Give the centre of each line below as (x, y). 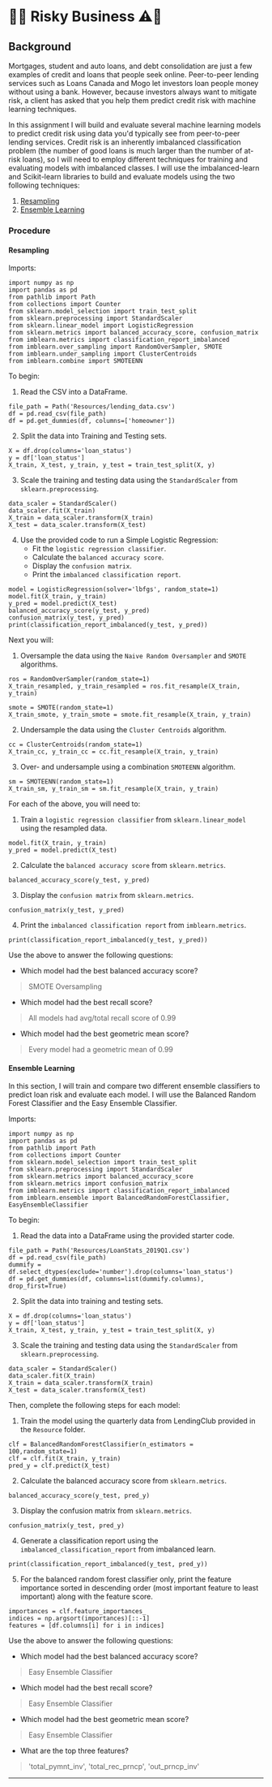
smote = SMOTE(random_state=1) (61, 708)
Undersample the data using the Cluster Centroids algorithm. (123, 730)
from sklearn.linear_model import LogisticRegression (101, 326)
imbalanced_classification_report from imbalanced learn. (118, 1549)
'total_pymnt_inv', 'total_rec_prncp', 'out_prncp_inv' (114, 1767)
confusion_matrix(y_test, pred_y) (67, 1526)
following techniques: (44, 185)
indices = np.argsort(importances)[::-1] (79, 1619)
